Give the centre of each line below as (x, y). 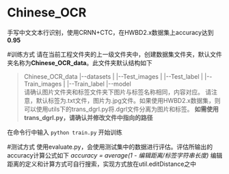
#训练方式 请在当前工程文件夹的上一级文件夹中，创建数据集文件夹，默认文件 (114, 54)
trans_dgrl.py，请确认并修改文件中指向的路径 (88, 117)
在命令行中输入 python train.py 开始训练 (65, 132)
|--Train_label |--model (99, 84)
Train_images (43, 84)
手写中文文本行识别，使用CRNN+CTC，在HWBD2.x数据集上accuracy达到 (110, 32)
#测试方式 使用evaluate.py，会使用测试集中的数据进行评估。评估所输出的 (110, 147)
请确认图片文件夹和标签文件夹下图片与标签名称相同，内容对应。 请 (118, 92)
